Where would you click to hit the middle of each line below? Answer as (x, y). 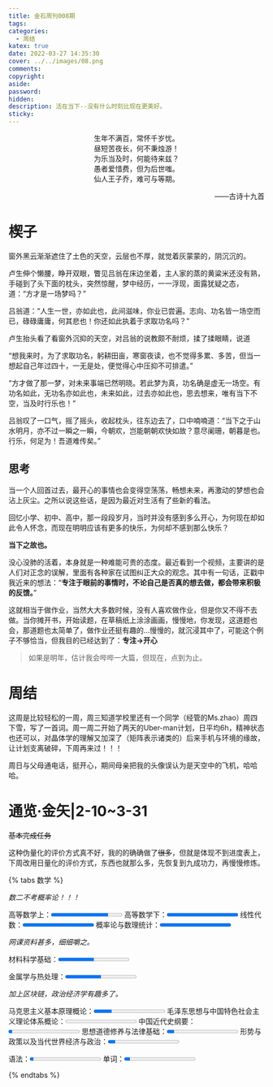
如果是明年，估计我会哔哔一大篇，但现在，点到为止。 (117, 657)
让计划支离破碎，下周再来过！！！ (65, 747)
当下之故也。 (30, 544)
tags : (17, 24)
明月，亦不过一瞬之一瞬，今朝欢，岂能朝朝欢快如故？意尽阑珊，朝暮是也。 (140, 431)
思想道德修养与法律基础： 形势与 (171, 1031)
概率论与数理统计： (128, 925)
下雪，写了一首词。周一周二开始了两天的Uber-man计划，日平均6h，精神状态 (136, 727)
